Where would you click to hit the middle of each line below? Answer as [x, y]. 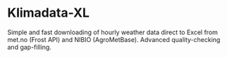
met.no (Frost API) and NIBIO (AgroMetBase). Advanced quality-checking [114, 39]
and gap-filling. [29, 47]
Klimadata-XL [49, 13]
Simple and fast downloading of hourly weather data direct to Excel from [113, 32]
